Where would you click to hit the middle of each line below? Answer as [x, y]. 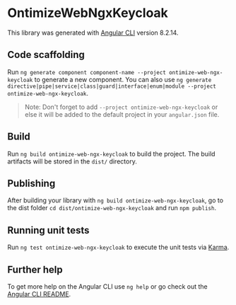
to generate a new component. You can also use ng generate [123, 79]
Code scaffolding [46, 55]
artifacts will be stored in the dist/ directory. [72, 161]
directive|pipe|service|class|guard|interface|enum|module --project [112, 86]
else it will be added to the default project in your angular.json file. [122, 114]
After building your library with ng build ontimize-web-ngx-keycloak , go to [116, 200]
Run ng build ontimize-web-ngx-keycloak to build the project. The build [111, 154]
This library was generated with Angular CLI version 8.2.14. [93, 33]
